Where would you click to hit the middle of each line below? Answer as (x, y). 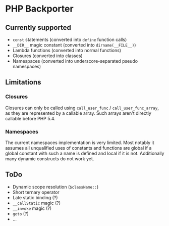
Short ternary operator (36, 192)
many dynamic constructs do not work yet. (50, 159)
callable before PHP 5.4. (30, 118)
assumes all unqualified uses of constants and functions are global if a (78, 148)
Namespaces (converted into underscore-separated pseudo (75, 61)
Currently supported (38, 28)
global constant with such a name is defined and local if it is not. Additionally (85, 153)
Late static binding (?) (35, 197)
